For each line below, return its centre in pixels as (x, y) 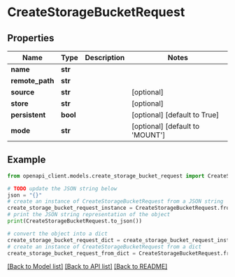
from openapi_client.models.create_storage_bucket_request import (106, 176)
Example (27, 160)
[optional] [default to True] (176, 115)
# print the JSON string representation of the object (89, 215)
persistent (28, 115)
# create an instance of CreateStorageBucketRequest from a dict (104, 247)
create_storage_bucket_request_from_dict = (72, 253)
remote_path (33, 81)
